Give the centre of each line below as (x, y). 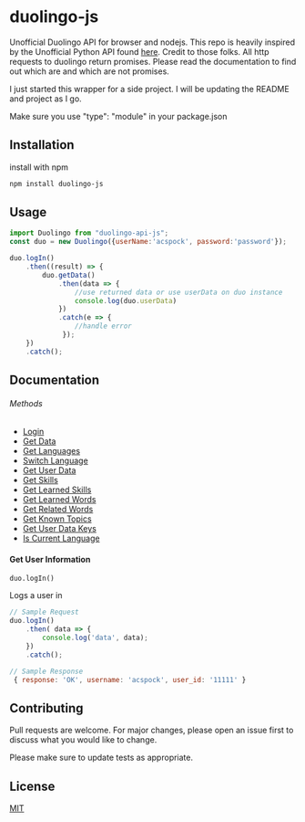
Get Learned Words (59, 500)
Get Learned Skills (57, 490)
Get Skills (41, 480)
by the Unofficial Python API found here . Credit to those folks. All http (139, 51)
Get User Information (50, 559)
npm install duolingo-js (56, 184)
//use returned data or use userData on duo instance (178, 292)
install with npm (39, 167)
